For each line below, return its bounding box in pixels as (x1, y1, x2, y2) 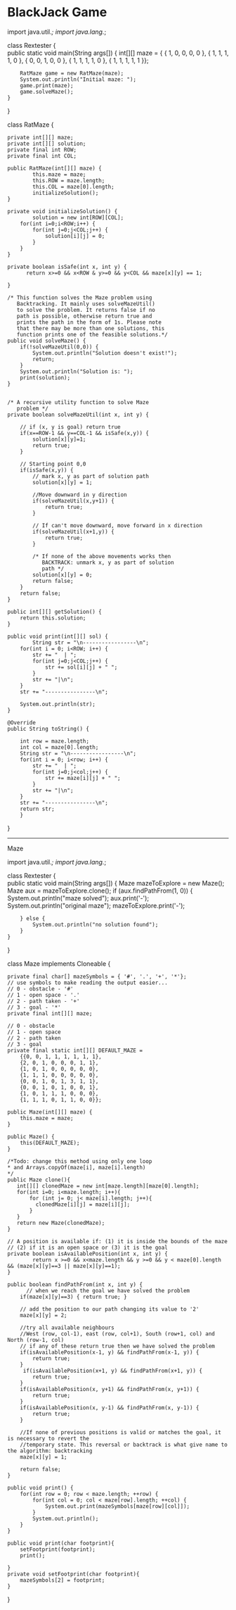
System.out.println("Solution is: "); (20, 367, 133, 375)
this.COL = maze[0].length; (32, 183, 114, 190)
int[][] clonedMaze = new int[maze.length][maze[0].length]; (16, 1182, 199, 1190)
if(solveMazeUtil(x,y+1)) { (32, 497, 114, 504)
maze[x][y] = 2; (20, 1312, 68, 1319)
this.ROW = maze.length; (32, 177, 105, 184)
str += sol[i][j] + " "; (44, 663, 118, 671)
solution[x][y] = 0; (32, 571, 93, 578)
